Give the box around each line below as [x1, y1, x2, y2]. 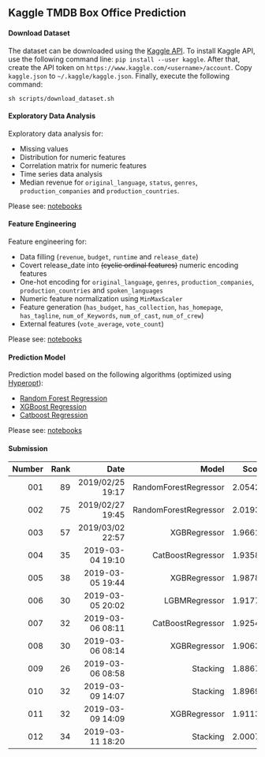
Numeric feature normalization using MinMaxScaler [19, 294, 183, 303]
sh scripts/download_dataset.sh [8, 95, 114, 103]
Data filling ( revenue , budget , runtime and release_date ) [19, 252, 199, 261]
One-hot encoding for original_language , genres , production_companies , [19, 278, 255, 286]
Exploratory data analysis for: [8, 129, 104, 138]
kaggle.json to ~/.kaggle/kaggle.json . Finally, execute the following [8, 71, 230, 80]
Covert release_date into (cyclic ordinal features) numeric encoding [19, 260, 239, 270]
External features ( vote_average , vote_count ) [19, 319, 164, 328]
